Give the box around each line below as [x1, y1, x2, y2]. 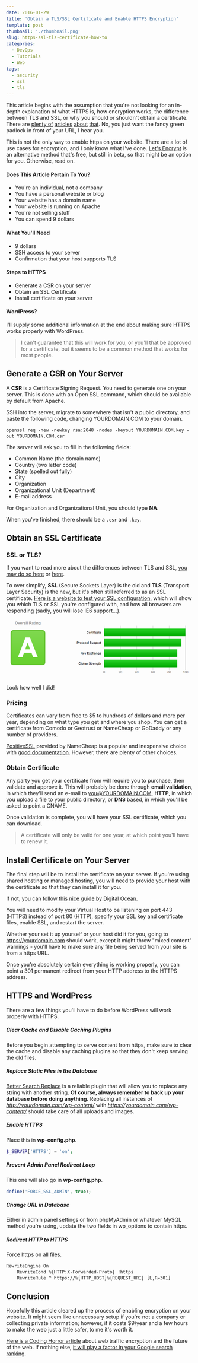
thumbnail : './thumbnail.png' [6, 28, 81, 34]
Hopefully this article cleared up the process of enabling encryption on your [6, 1307, 191, 1314]
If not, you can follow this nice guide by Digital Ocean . [6, 895, 138, 902]
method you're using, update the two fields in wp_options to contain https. [6, 1222, 188, 1229]
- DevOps [11, 47, 33, 53]
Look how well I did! [6, 684, 55, 691]
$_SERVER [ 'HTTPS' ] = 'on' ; [6, 1148, 73, 1154]
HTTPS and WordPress [6, 991, 93, 1001]
